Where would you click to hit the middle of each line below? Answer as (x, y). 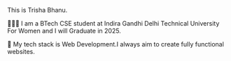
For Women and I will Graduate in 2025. (64, 31)
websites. (21, 52)
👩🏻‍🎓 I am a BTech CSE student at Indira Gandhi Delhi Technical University (113, 23)
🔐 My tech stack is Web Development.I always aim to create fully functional (115, 44)
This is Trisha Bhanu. (37, 10)
